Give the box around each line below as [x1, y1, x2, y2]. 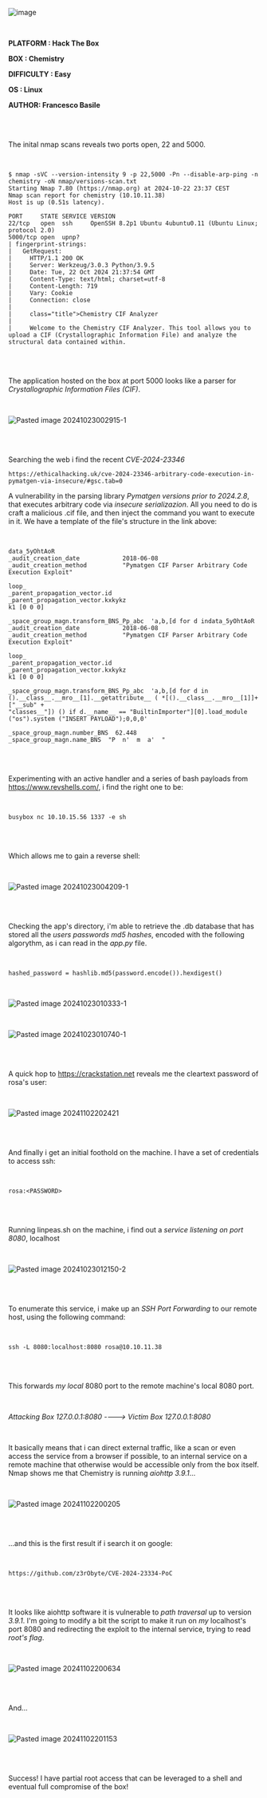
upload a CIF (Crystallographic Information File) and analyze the [8, 331, 238, 339]
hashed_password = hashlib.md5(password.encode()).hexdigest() [8, 969, 223, 977]
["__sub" [8, 701, 37, 709]
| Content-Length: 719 [8, 282, 98, 290]
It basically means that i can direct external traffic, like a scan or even [8, 1443, 237, 1452]
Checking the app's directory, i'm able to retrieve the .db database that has [8, 921, 255, 931]
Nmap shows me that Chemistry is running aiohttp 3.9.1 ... [8, 1469, 196, 1477]
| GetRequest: [8, 247, 62, 255]
